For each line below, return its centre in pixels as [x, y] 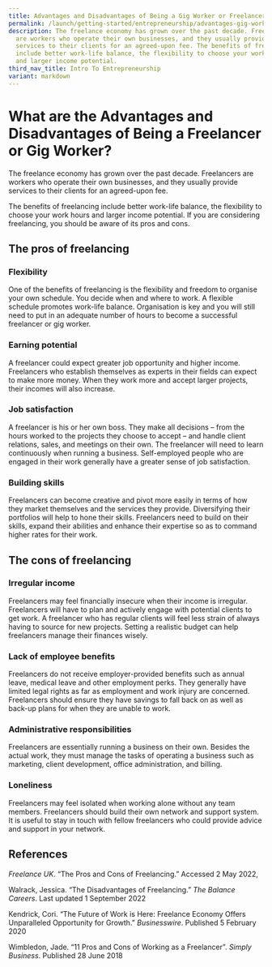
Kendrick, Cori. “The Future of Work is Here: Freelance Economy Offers [127, 914]
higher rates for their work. [53, 535]
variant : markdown [39, 76]
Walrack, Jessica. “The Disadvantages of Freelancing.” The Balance [122, 889]
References [38, 855]
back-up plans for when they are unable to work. [90, 708]
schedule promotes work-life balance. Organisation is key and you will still [132, 307]
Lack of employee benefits [62, 656]
